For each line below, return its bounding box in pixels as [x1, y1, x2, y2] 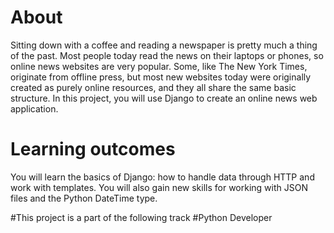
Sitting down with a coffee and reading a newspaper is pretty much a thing [10, 39, 318, 51]
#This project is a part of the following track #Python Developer [10, 211, 273, 223]
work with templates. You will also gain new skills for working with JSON [10, 181, 308, 193]
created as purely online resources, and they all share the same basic [10, 81, 297, 93]
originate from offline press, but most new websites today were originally [10, 71, 312, 83]
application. [10, 102, 59, 115]
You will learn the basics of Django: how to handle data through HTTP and [10, 171, 315, 183]
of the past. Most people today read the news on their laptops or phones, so [10, 49, 324, 61]
